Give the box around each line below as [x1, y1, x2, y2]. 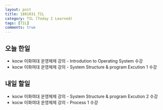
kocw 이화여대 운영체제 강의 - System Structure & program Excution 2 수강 [12, 93, 158, 99]
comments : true [5, 25, 36, 30]
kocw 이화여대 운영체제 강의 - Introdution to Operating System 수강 [12, 58, 143, 63]
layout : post [5, 7, 32, 12]
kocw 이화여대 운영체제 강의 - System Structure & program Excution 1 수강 [12, 64, 157, 70]
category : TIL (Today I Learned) [5, 16, 73, 21]
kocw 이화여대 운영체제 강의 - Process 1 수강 [12, 99, 98, 105]
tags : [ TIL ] [5, 20, 29, 26]
